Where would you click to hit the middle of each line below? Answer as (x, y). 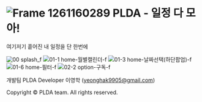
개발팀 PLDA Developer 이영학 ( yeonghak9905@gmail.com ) (80, 80)
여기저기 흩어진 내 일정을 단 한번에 (47, 46)
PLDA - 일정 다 (148, 13)
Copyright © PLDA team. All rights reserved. (62, 92)
